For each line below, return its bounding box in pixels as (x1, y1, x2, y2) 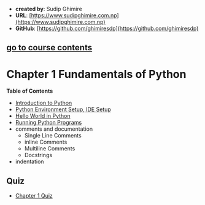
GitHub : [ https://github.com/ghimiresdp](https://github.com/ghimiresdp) (15, 25, 199, 32)
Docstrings (24, 152, 53, 159)
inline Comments (24, 138, 68, 146)
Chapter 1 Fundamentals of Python (6, 67, 187, 81)
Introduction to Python (15, 99, 72, 107)
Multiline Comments (24, 145, 75, 152)
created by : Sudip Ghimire (15, 6, 83, 12)
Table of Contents (6, 87, 53, 95)
